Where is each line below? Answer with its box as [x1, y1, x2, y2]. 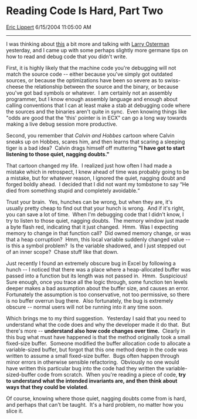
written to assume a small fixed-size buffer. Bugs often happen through [6, 352, 180, 359]
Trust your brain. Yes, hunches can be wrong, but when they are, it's [6, 198, 173, 205]
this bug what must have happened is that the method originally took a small [6, 333, 191, 340]
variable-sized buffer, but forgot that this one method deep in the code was [6, 346, 188, 353]
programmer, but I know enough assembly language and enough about [6, 95, 178, 102]
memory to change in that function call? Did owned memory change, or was [6, 229, 191, 236]
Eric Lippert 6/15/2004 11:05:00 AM [6, 24, 92, 31]
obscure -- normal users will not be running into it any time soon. [6, 303, 163, 310]
